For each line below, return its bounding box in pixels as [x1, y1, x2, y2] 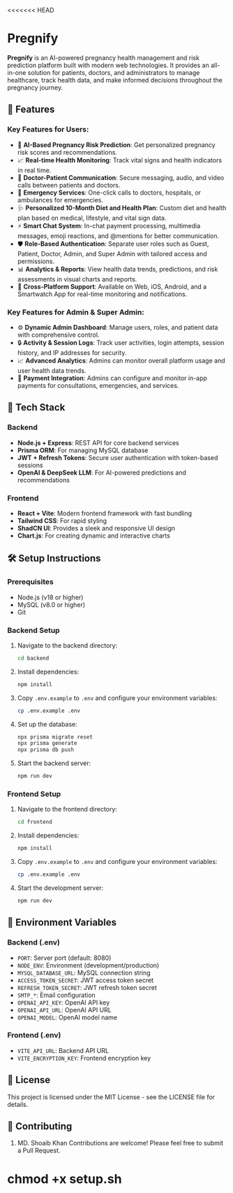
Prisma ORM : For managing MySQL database [17, 446, 149, 454]
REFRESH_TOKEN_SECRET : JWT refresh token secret [17, 983, 157, 991]
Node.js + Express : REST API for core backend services [17, 438, 179, 447]
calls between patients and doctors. [17, 181, 121, 189]
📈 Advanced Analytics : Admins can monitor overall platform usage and [17, 356, 225, 365]
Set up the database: [17, 720, 78, 728]
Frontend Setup [7, 789, 61, 799]
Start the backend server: [17, 759, 91, 767]
